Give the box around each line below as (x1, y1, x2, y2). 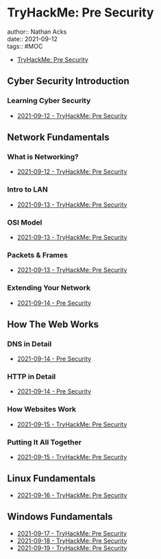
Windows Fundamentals (7, 511, 113, 523)
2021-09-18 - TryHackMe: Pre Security (16, 536, 127, 545)
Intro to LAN (7, 185, 48, 194)
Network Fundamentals (7, 132, 110, 144)
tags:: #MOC (7, 42, 43, 50)
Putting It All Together (7, 437, 82, 447)
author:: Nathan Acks (7, 27, 67, 36)
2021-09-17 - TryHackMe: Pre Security (16, 529, 127, 537)
